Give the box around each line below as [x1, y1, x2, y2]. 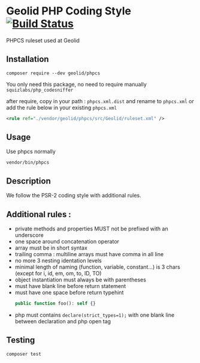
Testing [6, 335, 35, 346]
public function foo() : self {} [14, 301, 96, 307]
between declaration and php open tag [14, 317, 111, 325]
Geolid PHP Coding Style [6, 4, 132, 18]
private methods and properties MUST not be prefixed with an [14, 225, 169, 232]
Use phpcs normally [6, 148, 56, 155]
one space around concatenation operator [14, 238, 120, 245]
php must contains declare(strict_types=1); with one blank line [14, 311, 175, 319]
